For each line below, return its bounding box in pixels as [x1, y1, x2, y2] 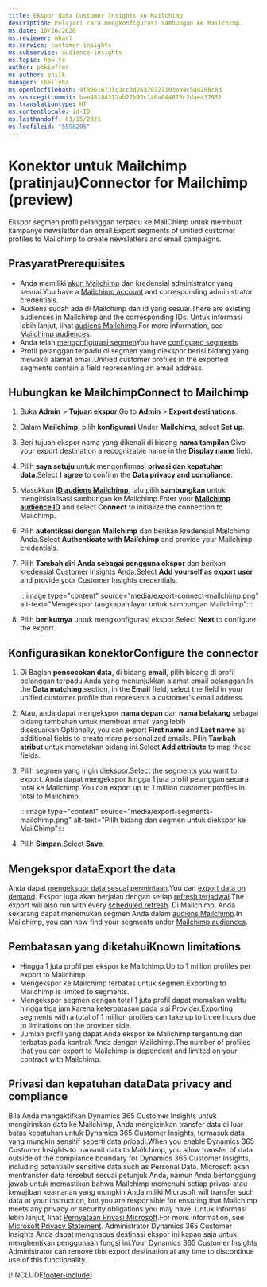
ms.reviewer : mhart [8, 33, 73, 42]
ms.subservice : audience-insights [8, 49, 123, 57]
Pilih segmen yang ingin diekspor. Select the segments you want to [19, 766, 238, 776]
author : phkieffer [8, 64, 69, 72]
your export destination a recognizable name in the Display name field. [19, 447, 253, 456]
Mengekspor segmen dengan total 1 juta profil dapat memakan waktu [19, 995, 247, 1004]
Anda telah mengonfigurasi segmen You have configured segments [19, 337, 238, 347]
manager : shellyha [8, 78, 69, 86]
